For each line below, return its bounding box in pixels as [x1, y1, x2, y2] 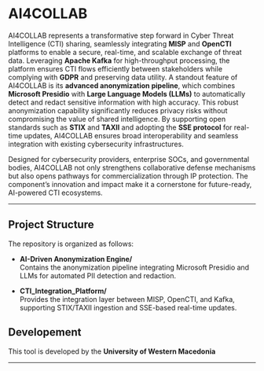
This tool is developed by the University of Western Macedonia [8, 347, 216, 356]
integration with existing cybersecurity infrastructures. [8, 139, 185, 149]
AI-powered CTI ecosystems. [8, 188, 104, 197]
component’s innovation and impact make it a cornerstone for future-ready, [8, 179, 252, 189]
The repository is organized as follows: [8, 239, 134, 248]
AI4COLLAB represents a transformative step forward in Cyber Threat [8, 31, 234, 40]
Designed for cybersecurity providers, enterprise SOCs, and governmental [8, 154, 250, 163]
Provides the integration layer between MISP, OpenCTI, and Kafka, [19, 294, 236, 303]
